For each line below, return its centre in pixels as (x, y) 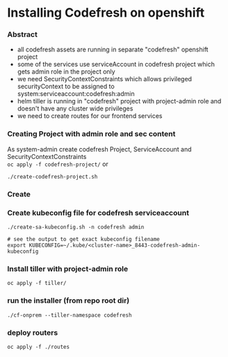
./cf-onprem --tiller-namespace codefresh (70, 315)
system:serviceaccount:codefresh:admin (76, 94)
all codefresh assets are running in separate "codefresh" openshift (113, 49)
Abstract (23, 35)
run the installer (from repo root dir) (68, 301)
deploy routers (33, 333)
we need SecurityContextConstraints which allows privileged (105, 79)
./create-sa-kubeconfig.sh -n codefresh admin (76, 227)
